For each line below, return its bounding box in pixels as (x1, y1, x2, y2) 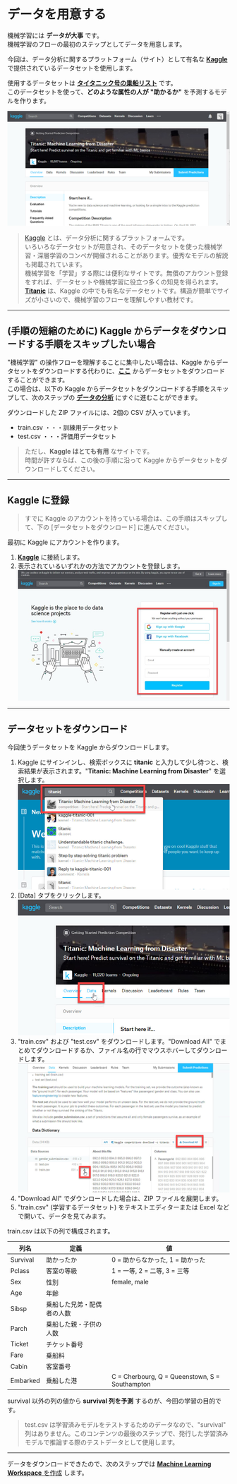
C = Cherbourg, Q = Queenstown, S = (111, 1373, 220, 1381)
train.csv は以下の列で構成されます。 (7, 1227, 114, 1236)
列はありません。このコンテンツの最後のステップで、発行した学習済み (24, 1429, 229, 1437)
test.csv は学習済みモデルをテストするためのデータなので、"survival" (24, 1420, 226, 1429)
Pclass (10, 1266, 30, 1274)
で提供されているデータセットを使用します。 (7, 64, 137, 72)
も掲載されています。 (24, 260, 86, 269)
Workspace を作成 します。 (7, 1468, 88, 1477)
